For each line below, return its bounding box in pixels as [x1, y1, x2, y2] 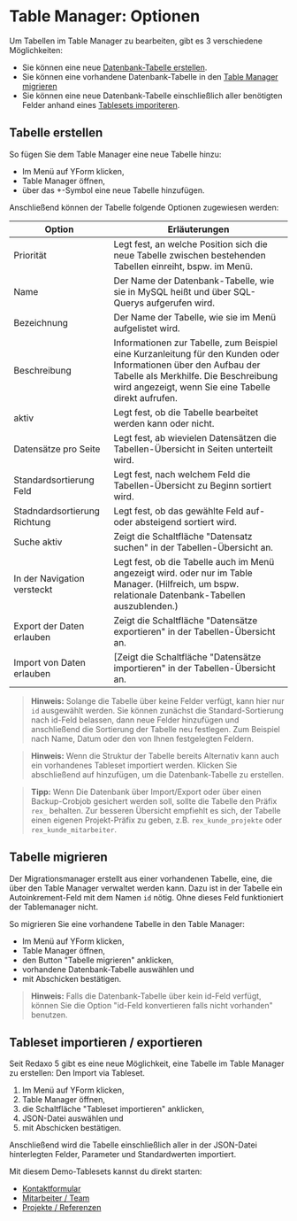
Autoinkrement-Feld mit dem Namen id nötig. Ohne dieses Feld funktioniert [9, 892, 284, 902]
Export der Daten [13, 620, 85, 632]
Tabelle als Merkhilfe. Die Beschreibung [113, 369, 278, 382]
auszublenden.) [113, 599, 179, 612]
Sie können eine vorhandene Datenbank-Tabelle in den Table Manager [21, 71, 278, 81]
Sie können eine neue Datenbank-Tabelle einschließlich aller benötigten [21, 90, 283, 101]
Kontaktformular [21, 1184, 81, 1194]
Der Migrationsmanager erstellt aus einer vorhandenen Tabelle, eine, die [9, 873, 272, 884]
